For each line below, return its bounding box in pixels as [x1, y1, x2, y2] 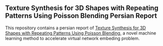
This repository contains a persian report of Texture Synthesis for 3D [5, 25, 146, 31]
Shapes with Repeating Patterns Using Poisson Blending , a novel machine [5, 30, 157, 36]
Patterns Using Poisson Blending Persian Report [5, 12, 158, 20]
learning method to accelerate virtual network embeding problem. [5, 35, 140, 41]
